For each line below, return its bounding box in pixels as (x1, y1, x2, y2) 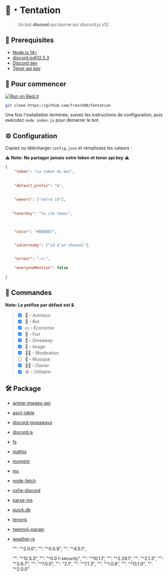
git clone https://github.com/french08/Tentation (5, 103, 111, 108)
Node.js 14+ (12, 49, 38, 55)
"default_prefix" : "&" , (14, 183, 64, 188)
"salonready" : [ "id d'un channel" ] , (14, 243, 91, 248)
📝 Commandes (5, 289, 52, 297)
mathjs (12, 449, 27, 455)
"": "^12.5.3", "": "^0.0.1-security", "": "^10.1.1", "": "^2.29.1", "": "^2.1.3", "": (12, 555, 164, 561)
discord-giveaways (12, 420, 53, 426)
